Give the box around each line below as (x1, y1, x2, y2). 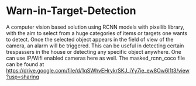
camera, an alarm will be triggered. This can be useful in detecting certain (6, 42, 184, 49)
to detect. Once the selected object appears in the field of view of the (6, 36, 174, 43)
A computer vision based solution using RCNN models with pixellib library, (6, 23, 185, 30)
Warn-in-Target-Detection (6, 4, 136, 18)
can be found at (6, 60, 44, 68)
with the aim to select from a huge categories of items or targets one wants (6, 29, 188, 36)
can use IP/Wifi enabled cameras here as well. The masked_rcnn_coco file (6, 54, 185, 61)
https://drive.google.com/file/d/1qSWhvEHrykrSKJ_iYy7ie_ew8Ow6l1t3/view (6, 67, 190, 74)
